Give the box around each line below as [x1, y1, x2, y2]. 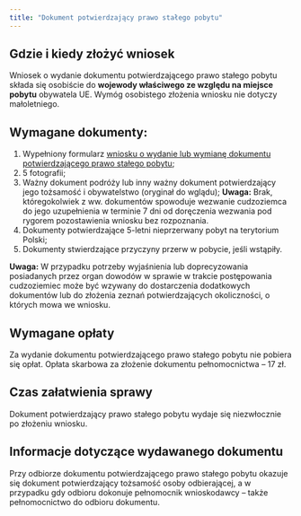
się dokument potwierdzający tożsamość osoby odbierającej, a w [9, 477, 252, 488]
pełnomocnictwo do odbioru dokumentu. [9, 496, 160, 507]
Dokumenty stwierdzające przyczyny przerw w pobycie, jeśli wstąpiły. [22, 244, 283, 255]
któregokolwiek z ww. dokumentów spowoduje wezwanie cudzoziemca [22, 197, 288, 207]
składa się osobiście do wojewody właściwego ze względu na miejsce [9, 80, 274, 91]
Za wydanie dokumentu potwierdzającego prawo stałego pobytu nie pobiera [9, 349, 292, 360]
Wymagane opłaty [9, 325, 115, 341]
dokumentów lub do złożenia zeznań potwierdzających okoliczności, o [9, 290, 270, 301]
